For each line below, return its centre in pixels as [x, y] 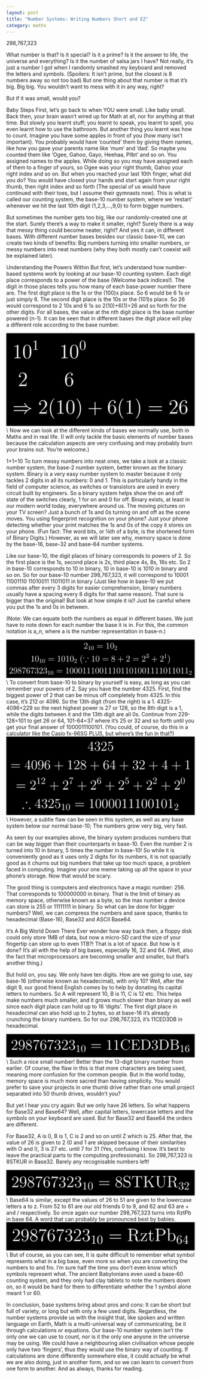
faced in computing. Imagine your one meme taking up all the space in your [99, 869]
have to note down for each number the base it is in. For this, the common [97, 624]
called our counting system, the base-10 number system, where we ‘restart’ [99, 200]
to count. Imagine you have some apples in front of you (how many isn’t [95, 136]
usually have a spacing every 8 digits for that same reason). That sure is [95, 594]
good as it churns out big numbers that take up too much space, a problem [98, 863]
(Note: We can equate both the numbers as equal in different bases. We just [100, 618]
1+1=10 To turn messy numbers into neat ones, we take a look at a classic [97, 461]
